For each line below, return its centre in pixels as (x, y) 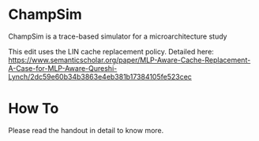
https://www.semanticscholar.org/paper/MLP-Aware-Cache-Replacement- (129, 60)
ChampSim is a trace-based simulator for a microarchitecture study (118, 36)
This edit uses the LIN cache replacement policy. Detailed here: (111, 51)
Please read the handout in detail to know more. (86, 130)
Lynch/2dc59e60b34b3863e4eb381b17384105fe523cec (100, 76)
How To (34, 109)
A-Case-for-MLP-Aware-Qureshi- (63, 68)
